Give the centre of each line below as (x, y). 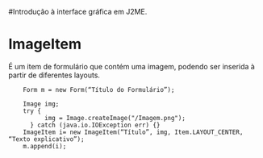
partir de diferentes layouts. (54, 75)
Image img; (41, 104)
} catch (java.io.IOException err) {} (95, 125)
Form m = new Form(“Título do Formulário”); (99, 89)
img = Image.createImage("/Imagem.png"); (115, 118)
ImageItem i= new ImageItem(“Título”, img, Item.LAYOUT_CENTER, (133, 132)
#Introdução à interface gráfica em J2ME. (78, 12)
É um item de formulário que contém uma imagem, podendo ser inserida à (132, 66)
